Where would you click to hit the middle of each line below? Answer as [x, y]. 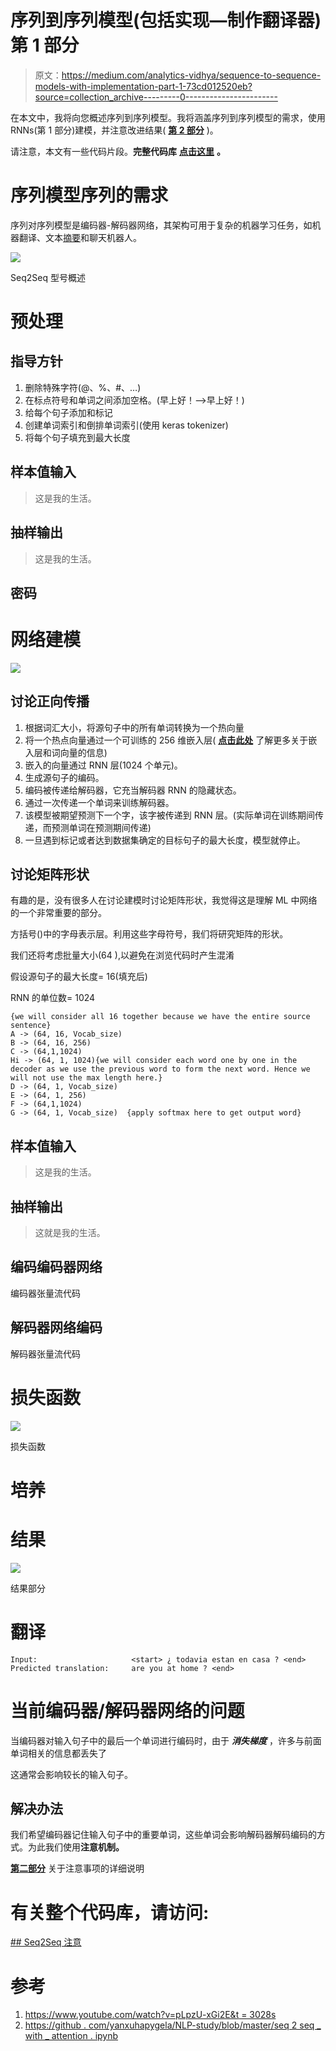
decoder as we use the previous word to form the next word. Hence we [160, 1069]
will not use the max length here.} [86, 1078]
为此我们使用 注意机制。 [76, 1847]
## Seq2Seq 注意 [46, 1942]
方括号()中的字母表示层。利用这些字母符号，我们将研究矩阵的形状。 [149, 934]
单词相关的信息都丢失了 [58, 1753]
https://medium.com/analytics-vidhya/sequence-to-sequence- [191, 75]
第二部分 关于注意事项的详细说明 [77, 1868]
